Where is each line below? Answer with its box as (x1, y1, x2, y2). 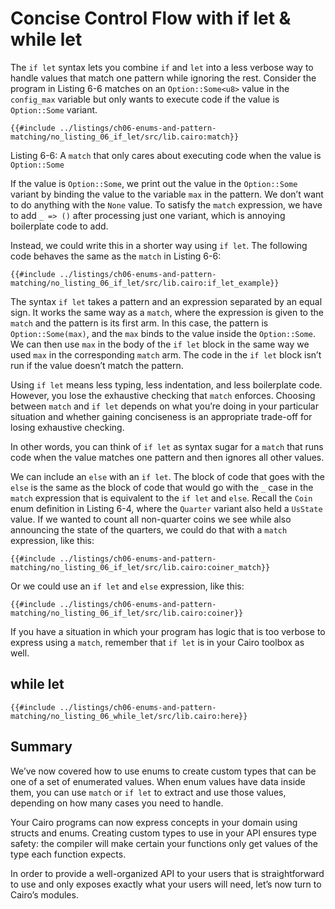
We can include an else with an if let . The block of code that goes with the (10, 470, 326, 482)
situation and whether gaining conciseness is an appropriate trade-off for (10, 410, 313, 422)
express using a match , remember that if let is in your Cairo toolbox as (10, 636, 305, 648)
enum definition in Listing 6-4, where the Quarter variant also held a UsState (10, 502, 323, 514)
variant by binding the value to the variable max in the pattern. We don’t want (10, 188, 324, 200)
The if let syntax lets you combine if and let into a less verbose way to (10, 61, 314, 73)
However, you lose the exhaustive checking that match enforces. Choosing (10, 389, 316, 401)
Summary (10, 738, 73, 756)
